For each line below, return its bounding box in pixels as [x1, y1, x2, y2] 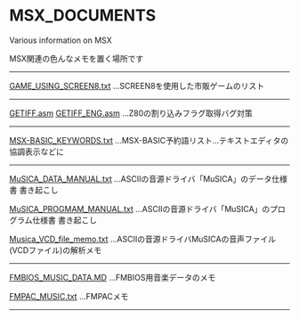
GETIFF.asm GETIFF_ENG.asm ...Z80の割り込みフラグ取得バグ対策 [9, 108, 254, 119]
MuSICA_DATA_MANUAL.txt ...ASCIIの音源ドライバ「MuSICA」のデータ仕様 [9, 173, 287, 184]
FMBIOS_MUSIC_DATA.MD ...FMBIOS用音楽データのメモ [9, 272, 216, 282]
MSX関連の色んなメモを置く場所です [9, 53, 144, 63]
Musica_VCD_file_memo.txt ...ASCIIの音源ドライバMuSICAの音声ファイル [9, 233, 276, 244]
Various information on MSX [9, 35, 113, 45]
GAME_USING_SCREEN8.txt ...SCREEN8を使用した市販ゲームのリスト [9, 80, 265, 91]
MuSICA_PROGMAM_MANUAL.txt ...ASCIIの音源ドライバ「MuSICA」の [9, 203, 271, 214]
